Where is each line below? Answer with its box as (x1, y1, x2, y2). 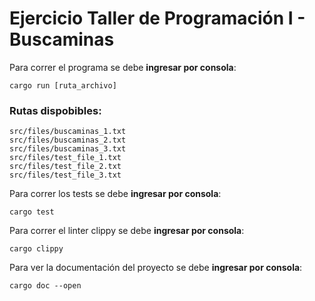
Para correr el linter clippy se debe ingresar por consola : (9, 225, 245, 237)
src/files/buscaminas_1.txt (9, 127, 127, 137)
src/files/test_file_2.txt (9, 162, 122, 172)
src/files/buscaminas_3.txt (9, 144, 127, 154)
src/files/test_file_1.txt (9, 153, 122, 163)
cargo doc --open (9, 281, 82, 291)
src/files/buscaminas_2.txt (9, 135, 127, 146)
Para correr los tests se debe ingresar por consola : (9, 188, 222, 200)
